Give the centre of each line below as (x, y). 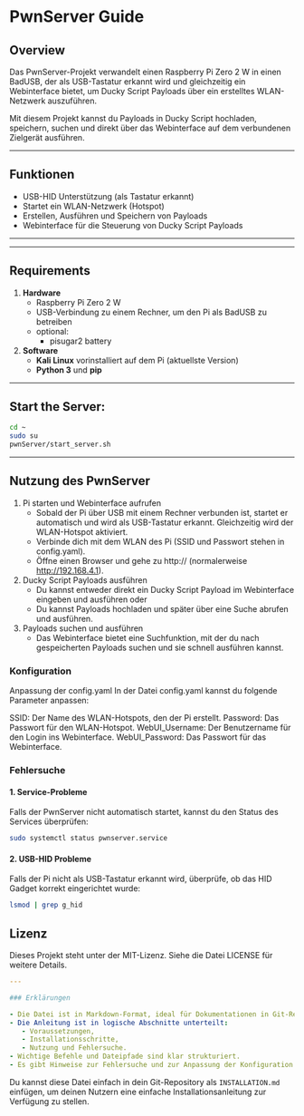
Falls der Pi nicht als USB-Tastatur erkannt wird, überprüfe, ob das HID (141, 879)
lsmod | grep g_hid (46, 905)
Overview (38, 50)
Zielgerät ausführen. (47, 137)
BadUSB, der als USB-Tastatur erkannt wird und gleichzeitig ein (128, 82)
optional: (52, 331)
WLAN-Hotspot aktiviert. (82, 531)
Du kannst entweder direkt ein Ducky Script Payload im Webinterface (165, 589)
